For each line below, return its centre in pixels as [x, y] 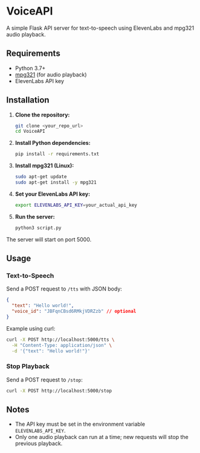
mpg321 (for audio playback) [51, 75]
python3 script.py [38, 228]
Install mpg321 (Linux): [44, 166]
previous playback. [39, 443]
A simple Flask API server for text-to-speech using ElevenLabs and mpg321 [100, 28]
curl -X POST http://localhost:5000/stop [59, 391]
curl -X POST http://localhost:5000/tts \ [60, 340]
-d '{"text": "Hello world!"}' [51, 351]
